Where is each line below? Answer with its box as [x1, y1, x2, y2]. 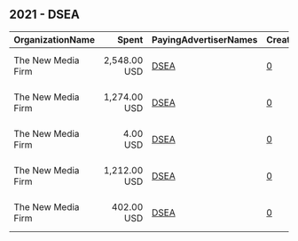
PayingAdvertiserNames [152, 33, 258, 45]
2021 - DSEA [9, 7, 80, 22]
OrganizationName [13, 33, 96, 45]
